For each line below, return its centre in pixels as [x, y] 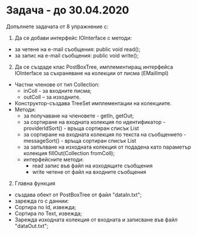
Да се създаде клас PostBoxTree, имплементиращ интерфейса [94, 67]
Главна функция [35, 183]
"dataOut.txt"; [31, 226]
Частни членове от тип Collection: [57, 84]
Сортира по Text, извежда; [48, 213]
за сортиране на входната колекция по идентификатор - [94, 122]
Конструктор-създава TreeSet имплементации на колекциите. [93, 103]
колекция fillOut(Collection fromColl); [69, 153]
